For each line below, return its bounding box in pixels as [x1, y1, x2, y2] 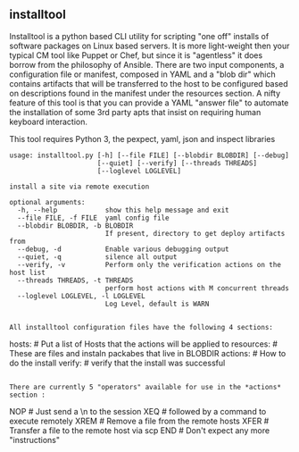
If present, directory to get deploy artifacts [104, 229, 286, 238]
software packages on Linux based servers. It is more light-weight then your [9, 40, 290, 51]
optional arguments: [9, 197, 87, 206]
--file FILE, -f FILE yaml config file [17, 213, 170, 222]
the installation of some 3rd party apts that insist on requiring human [9, 106, 262, 117]
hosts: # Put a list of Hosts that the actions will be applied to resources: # [9, 339, 278, 349]
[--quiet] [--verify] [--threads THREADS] [96, 158, 257, 168]
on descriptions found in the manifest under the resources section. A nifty [9, 88, 281, 98]
